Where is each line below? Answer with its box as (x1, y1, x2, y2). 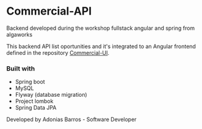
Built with (6, 64, 35, 72)
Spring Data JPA (15, 104, 57, 111)
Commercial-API (6, 4, 92, 18)
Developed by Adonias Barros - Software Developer (6, 116, 137, 123)
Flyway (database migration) (15, 91, 87, 99)
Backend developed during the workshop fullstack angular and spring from (6, 24, 195, 32)
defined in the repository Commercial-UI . (6, 49, 110, 56)
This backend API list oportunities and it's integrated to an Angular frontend (6, 43, 197, 50)
